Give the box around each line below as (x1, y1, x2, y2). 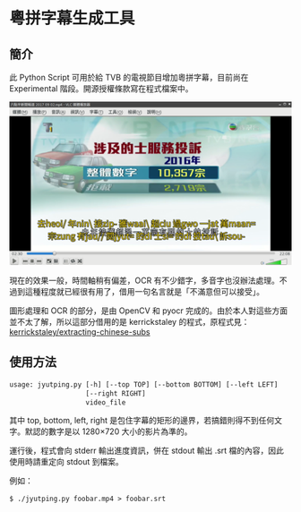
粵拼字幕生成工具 (9, 8, 136, 29)
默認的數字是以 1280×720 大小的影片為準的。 (24, 426, 193, 437)
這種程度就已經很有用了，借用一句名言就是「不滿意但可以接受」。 (24, 286, 264, 296)
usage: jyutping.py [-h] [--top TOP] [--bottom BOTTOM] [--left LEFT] (9, 380, 279, 389)
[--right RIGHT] (85, 388, 146, 398)
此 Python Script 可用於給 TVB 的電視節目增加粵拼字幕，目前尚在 (9, 73, 249, 82)
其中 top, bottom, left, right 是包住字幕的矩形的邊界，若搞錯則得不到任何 (9, 414, 275, 425)
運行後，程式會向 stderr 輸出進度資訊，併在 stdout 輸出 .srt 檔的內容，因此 (9, 445, 285, 456)
